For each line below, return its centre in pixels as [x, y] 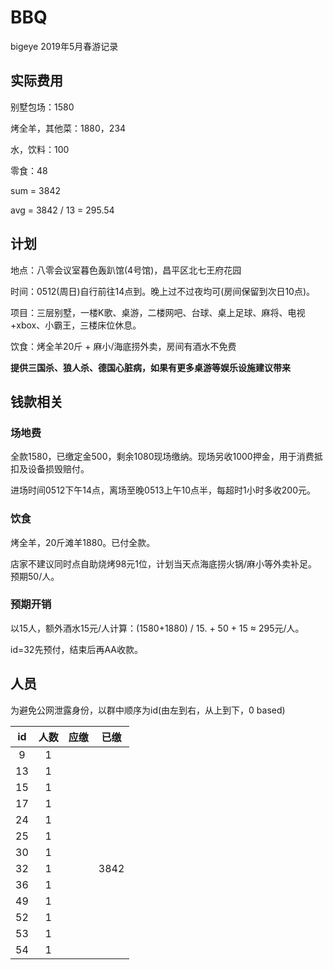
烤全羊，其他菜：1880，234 [68, 128]
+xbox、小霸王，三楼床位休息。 [76, 325]
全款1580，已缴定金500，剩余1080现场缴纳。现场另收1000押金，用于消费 [162, 457]
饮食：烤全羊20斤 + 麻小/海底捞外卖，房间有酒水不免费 [123, 346]
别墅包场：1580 [42, 107]
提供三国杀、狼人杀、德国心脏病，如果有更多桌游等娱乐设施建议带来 [150, 367]
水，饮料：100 [40, 149]
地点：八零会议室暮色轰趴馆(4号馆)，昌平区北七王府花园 [126, 270]
